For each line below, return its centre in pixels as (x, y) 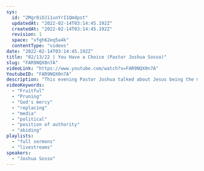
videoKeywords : (25, 85)
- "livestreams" (32, 147)
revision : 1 (27, 35)
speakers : (19, 153)
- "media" (24, 113)
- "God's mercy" (32, 102)
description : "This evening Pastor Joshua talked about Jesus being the (100, 79)
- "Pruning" (27, 96)
